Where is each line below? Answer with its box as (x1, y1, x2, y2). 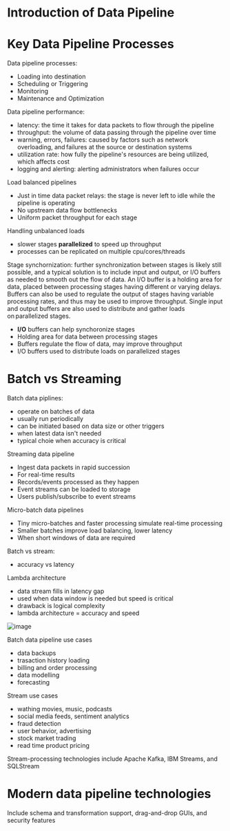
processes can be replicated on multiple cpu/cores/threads (17, 248, 186, 256)
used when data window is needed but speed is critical (17, 594, 174, 603)
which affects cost (17, 158, 70, 166)
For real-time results (17, 471, 75, 479)
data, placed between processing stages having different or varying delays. (7, 283, 222, 291)
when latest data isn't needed (17, 429, 102, 438)
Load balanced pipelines (7, 178, 77, 186)
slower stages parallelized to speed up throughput (17, 240, 162, 248)
